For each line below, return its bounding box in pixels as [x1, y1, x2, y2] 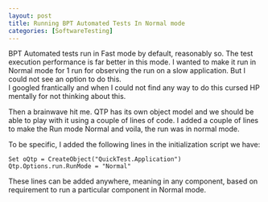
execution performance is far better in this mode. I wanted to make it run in [8, 57, 257, 67]
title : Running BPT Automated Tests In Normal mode [8, 19, 185, 27]
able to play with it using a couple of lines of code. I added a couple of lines [8, 116, 259, 126]
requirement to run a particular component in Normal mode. [8, 185, 207, 195]
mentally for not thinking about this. [8, 92, 126, 101]
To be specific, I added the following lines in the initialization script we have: [8, 140, 261, 150]
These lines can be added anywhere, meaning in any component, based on [8, 176, 258, 186]
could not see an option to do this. [8, 74, 122, 85]
